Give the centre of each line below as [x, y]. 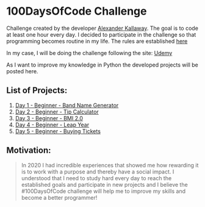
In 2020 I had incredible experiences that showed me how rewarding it [110, 165]
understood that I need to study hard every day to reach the [96, 178]
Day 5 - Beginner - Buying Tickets [58, 131]
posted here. [22, 71]
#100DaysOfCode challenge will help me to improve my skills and [103, 191]
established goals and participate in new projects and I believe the [104, 184]
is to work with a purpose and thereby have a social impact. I [98, 172]
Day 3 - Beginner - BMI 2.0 [49, 118]
